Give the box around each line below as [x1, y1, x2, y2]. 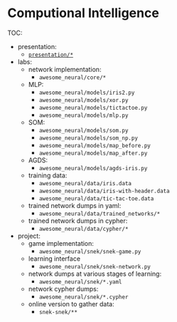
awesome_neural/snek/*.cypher [38, 294, 129, 301]
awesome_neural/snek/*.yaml [38, 278, 122, 286]
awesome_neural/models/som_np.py [38, 134, 139, 142]
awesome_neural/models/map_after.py [38, 150, 148, 157]
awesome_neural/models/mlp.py [38, 112, 129, 119]
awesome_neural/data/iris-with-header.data [38, 187, 170, 194]
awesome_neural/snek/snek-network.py [38, 263, 151, 270]
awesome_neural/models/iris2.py [38, 89, 135, 96]
